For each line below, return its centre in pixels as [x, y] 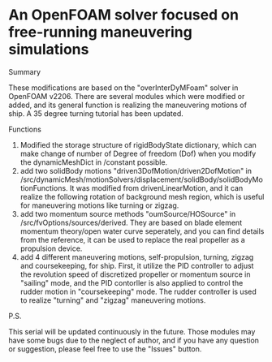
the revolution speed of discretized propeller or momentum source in [135, 274]
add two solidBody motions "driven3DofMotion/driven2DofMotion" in [136, 170]
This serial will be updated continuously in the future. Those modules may [132, 331]
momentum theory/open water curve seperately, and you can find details [142, 231]
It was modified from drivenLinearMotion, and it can [156, 187]
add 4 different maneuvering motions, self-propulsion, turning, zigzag [137, 256]
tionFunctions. [44, 187]
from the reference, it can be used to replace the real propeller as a [132, 239]
